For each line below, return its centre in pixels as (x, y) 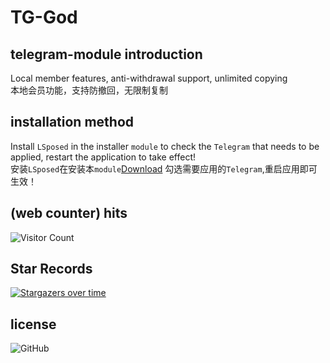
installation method (72, 122)
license (33, 324)
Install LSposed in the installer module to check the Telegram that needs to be (165, 146)
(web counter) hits (69, 213)
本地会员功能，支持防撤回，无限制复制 (89, 90)
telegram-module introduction (106, 54)
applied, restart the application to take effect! (103, 157)
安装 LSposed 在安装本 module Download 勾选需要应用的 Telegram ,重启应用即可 (164, 168)
